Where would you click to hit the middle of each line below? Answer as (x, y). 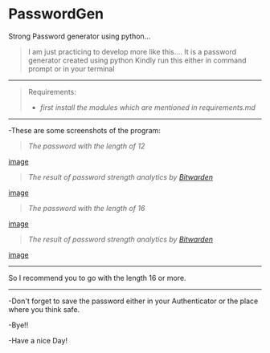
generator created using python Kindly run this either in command (137, 60)
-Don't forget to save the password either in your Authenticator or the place (133, 301)
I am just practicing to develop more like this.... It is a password (132, 51)
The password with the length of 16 (86, 208)
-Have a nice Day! (38, 340)
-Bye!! (18, 325)
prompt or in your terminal (71, 68)
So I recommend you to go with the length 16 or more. (97, 278)
